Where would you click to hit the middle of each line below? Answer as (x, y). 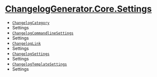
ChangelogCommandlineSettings (43, 33)
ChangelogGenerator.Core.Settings (78, 9)
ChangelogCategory (31, 23)
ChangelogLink (26, 43)
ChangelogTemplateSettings (39, 64)
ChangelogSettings (31, 54)
